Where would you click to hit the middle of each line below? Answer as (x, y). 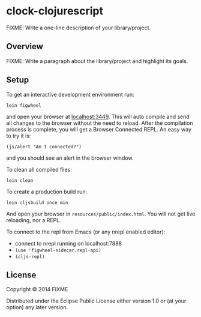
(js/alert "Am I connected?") (44, 146)
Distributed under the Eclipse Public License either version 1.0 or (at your (96, 301)
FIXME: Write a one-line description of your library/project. (79, 28)
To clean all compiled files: (39, 169)
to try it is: (19, 136)
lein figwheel (24, 105)
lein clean (20, 180)
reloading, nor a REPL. (34, 220)
